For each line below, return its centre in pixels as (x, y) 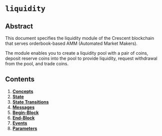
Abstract (19, 26)
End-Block (23, 118)
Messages (23, 107)
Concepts (23, 91)
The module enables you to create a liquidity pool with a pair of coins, (77, 53)
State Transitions (30, 102)
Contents (20, 79)
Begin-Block (25, 112)
